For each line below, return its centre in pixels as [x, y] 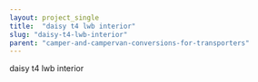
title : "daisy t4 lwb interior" [73, 26]
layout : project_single [55, 18]
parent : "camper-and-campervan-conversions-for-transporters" [129, 43]
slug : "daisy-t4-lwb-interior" [69, 34]
